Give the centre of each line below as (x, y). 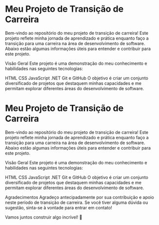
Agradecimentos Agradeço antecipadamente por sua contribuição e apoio (80, 197)
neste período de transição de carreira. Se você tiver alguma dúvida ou (77, 202)
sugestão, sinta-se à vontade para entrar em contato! (59, 207)
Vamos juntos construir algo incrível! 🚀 (44, 217)
